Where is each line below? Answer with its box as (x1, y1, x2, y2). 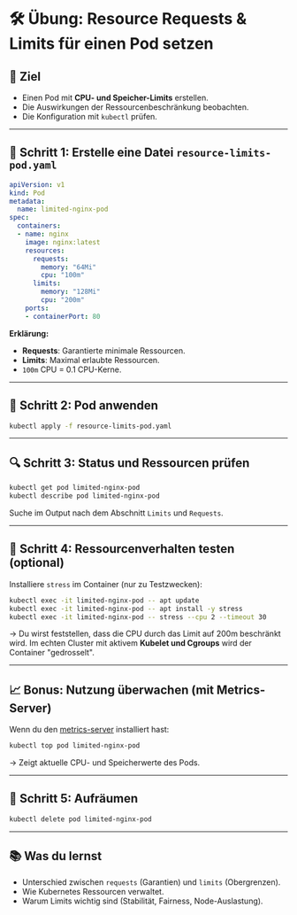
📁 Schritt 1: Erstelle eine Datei (9, 145, 174, 160)
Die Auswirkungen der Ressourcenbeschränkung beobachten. (21, 102, 249, 112)
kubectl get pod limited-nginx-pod (9, 484, 141, 492)
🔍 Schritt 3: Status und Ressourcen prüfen (9, 455, 250, 470)
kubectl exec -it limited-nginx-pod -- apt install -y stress (9, 604, 243, 613)
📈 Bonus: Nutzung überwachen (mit (9, 682, 215, 697)
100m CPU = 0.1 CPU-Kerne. (21, 364, 122, 375)
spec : (9, 213, 29, 222)
